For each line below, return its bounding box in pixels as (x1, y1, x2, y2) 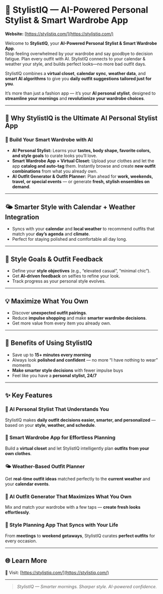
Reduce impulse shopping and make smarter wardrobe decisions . (12, 315, 147, 321)
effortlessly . (5, 509, 31, 516)
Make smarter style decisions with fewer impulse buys (12, 367, 124, 373)
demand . (12, 184, 31, 190)
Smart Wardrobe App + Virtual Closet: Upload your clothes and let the (12, 158, 154, 164)
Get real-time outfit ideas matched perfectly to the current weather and (5, 476, 150, 482)
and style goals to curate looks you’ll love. (12, 153, 98, 158)
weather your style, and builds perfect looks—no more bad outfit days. (5, 61, 147, 67)
